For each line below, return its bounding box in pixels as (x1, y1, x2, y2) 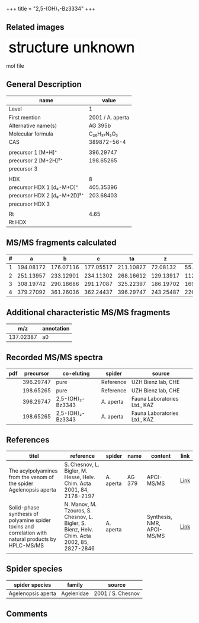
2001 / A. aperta (88, 114, 129, 121)
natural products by (8, 535, 56, 543)
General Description (6, 80, 82, 90)
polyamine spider (8, 517, 52, 524)
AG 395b (88, 122, 111, 129)
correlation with (8, 529, 47, 536)
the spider (8, 480, 34, 487)
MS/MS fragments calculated (6, 238, 117, 248)
